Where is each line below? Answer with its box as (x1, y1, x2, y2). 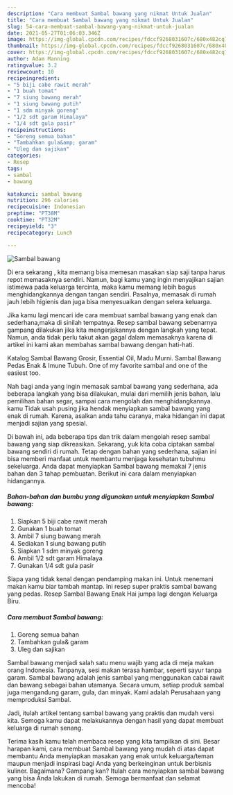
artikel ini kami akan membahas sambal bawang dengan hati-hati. (7, 340, 195, 349)
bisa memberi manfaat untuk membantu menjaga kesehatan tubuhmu (7, 454, 206, 462)
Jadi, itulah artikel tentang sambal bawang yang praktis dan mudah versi (7, 709, 214, 717)
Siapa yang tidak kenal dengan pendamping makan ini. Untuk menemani (7, 575, 214, 583)
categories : (7, 152, 42, 160)
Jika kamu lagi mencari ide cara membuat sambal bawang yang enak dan (7, 310, 217, 319)
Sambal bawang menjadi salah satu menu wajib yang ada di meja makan (7, 659, 214, 667)
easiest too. (7, 369, 41, 377)
